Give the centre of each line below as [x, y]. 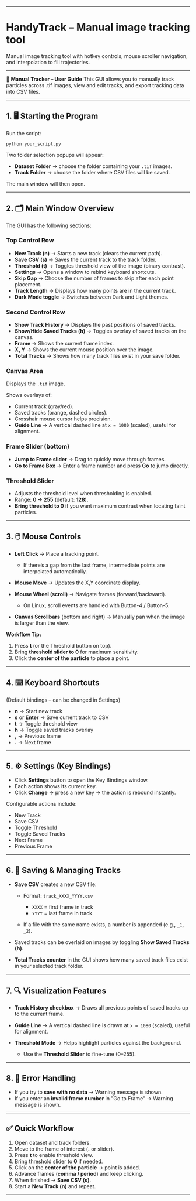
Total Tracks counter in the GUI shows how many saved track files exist [101, 960]
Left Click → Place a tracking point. [57, 553]
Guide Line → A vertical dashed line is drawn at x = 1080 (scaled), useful [102, 1025]
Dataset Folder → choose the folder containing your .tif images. [93, 166]
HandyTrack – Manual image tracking [98, 28]
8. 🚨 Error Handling [41, 1078]
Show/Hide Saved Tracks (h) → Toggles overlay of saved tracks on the [100, 331]
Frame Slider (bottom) [38, 447]
